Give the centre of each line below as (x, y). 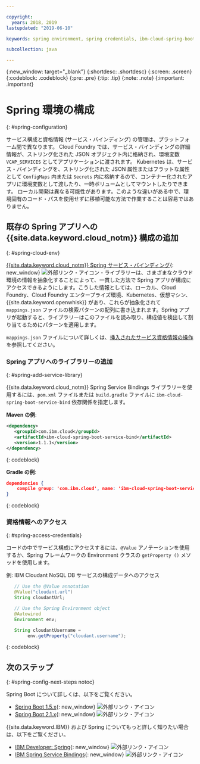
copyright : (20, 17)
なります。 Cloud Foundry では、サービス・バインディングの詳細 (111, 147)
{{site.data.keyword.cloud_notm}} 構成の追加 (92, 238)
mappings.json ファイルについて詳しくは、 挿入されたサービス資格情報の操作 (100, 337)
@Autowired (28, 614)
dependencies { (25, 483)
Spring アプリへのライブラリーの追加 (60, 361)
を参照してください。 (32, 344)
